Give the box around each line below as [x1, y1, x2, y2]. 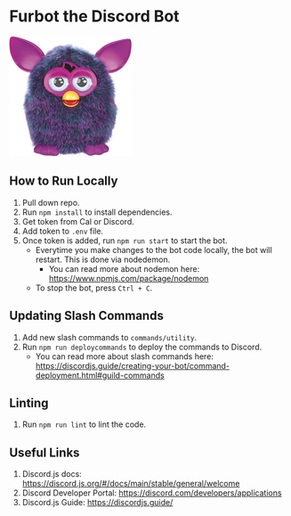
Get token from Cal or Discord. [21, 216, 135, 226]
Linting [9, 395, 49, 411]
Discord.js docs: [21, 469, 82, 479]
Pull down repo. [21, 197, 80, 208]
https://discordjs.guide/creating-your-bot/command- [35, 360, 230, 371]
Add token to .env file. [21, 225, 104, 236]
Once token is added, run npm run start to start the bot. [21, 234, 228, 246]
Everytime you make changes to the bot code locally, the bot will [35, 244, 273, 255]
